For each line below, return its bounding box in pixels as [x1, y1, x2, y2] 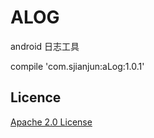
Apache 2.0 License [10, 116, 93, 128]
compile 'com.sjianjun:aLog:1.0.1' [10, 60, 145, 72]
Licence [10, 89, 62, 106]
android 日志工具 [10, 40, 80, 52]
